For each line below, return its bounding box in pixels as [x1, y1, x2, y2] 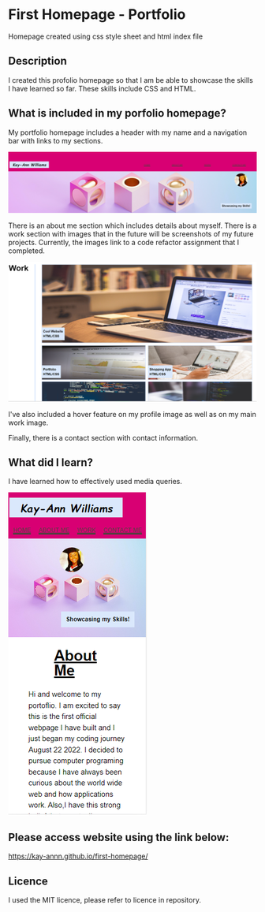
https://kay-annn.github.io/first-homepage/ [8, 851, 148, 861]
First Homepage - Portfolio [8, 6, 186, 24]
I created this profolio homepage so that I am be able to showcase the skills [8, 75, 254, 84]
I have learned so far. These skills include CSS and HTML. [8, 84, 196, 93]
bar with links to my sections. [8, 136, 103, 145]
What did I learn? [8, 456, 93, 469]
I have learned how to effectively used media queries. [8, 477, 183, 486]
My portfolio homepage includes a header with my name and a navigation [8, 128, 248, 137]
